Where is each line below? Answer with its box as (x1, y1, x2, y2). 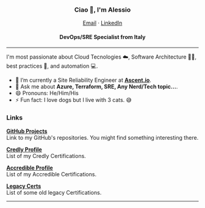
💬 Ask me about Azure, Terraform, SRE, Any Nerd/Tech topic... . (15, 82, 178, 90)
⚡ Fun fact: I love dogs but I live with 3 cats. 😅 (15, 96, 132, 103)
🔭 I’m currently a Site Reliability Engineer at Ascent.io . (15, 76, 151, 84)
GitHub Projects (6, 127, 48, 135)
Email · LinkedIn (82, 20, 123, 27)
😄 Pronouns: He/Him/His (15, 89, 79, 96)
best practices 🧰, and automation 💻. (6, 62, 98, 70)
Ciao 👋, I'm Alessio (74, 5, 131, 14)
